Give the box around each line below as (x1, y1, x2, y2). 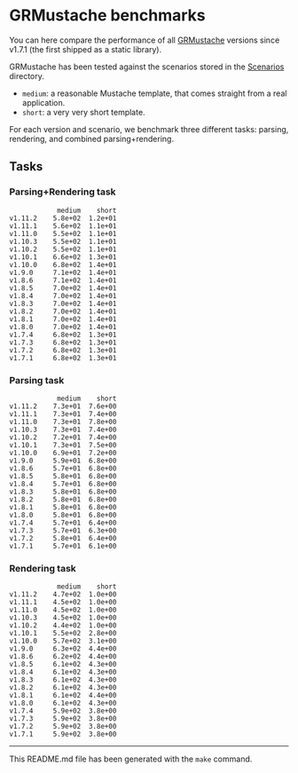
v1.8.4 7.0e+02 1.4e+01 (9, 291, 117, 300)
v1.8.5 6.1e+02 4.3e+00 (9, 660, 117, 669)
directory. (9, 70, 44, 81)
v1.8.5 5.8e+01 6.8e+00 (9, 471, 117, 480)
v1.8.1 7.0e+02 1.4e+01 (9, 314, 117, 324)
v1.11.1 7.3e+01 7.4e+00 (9, 409, 117, 418)
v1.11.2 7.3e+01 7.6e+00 (9, 401, 117, 411)
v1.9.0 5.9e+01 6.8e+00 (9, 456, 117, 465)
